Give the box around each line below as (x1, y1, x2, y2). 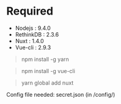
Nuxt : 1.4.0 (15, 37, 44, 44)
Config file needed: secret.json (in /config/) (6, 91, 116, 98)
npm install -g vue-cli (21, 67, 75, 74)
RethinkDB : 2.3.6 (15, 30, 59, 38)
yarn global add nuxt (21, 79, 74, 86)
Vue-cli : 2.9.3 (15, 44, 51, 51)
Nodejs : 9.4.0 (15, 24, 51, 32)
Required (6, 4, 54, 18)
